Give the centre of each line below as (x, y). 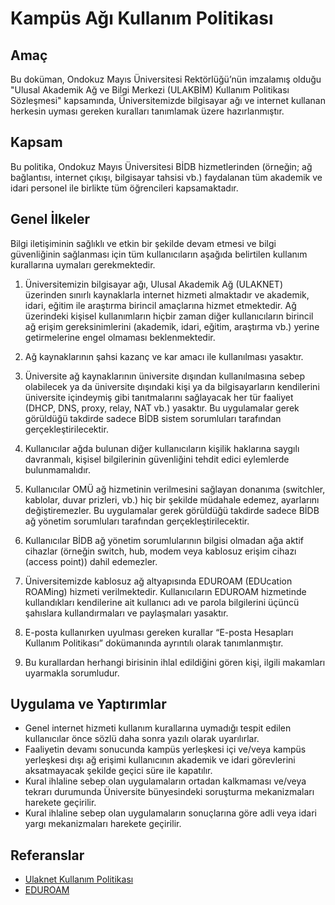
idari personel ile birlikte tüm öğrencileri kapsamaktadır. (124, 188)
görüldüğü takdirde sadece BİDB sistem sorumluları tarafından (153, 418)
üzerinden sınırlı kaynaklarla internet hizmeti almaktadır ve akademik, (167, 294)
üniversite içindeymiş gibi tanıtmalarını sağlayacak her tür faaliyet (159, 397)
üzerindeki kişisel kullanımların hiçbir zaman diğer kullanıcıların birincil (169, 316)
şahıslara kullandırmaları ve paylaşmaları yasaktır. (126, 613)
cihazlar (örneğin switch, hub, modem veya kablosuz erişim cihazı (160, 551)
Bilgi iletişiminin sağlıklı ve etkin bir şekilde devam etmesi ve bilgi (143, 243)
